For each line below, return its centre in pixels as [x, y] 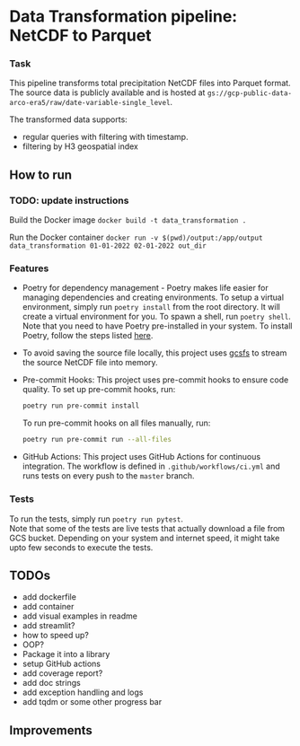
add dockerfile [49, 597]
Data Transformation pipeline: [124, 17]
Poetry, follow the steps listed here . [88, 336]
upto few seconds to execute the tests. [81, 547]
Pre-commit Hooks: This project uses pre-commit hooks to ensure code [155, 380]
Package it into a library [66, 654]
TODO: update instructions [69, 200]
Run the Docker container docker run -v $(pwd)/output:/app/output [136, 237]
